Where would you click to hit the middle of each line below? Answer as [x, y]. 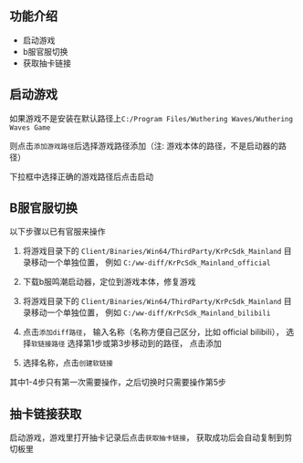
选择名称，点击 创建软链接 [68, 363]
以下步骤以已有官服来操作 [57, 232]
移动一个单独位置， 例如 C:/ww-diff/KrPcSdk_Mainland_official [151, 262]
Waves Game [30, 127]
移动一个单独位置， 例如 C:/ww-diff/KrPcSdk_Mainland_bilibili [151, 312]
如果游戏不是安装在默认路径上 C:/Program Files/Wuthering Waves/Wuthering [151, 118]
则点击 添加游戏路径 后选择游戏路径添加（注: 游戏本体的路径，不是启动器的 [144, 145]
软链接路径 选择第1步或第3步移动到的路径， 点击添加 [126, 343]
